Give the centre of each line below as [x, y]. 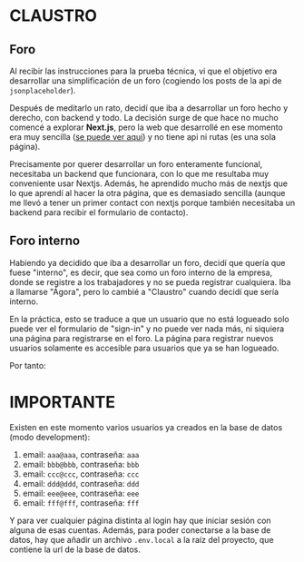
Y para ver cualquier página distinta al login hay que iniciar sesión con [140, 520]
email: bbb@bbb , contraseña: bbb [81, 464]
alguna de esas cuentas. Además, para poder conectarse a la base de [140, 530]
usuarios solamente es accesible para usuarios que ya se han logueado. [144, 348]
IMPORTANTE [63, 402]
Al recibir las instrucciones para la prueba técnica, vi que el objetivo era [143, 71]
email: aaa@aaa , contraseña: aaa [81, 454]
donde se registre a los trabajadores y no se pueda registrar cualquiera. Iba [150, 281]
